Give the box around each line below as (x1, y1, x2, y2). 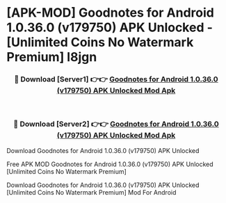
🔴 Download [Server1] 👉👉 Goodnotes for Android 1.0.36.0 (14, 74, 218, 84)
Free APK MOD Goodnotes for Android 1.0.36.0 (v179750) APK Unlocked (6, 160, 213, 168)
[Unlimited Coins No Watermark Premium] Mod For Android (6, 188, 177, 196)
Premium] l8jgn (6, 49, 97, 65)
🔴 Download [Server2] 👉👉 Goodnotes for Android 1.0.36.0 (13, 120, 220, 129)
